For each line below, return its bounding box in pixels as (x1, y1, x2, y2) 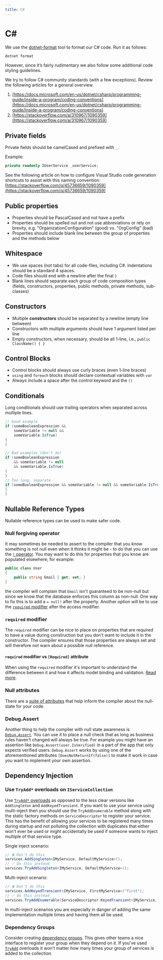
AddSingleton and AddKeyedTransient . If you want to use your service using (5, 802, 154, 808)
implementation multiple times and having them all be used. (5, 911, 124, 918)
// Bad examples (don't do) (5, 451, 62, 456)
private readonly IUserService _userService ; (5, 164, 98, 168)
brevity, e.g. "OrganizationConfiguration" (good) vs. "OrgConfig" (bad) (12, 225, 154, 231)
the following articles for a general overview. (5, 82, 94, 88)
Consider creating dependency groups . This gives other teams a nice (5, 935, 144, 941)
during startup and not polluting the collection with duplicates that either (5, 823, 149, 829)
